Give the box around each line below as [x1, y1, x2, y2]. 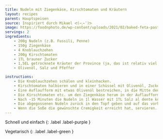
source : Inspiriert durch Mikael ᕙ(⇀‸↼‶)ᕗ [5, 20, 92, 26]
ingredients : [5, 34, 32, 39]
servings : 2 [5, 30, 29, 34]
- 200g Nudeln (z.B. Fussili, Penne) [14, 39, 90, 44]
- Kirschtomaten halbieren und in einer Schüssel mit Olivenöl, [14, 83, 147, 88]
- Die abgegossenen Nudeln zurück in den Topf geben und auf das [14, 101, 149, 107]
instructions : [5, 75, 34, 79]
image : [5, 25, 18, 30]
